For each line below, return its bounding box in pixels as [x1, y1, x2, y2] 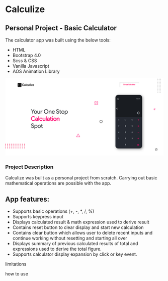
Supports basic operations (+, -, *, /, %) [12, 208, 95, 214]
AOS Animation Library [12, 68, 60, 74]
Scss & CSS [12, 58, 37, 64]
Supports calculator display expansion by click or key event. [12, 251, 137, 257]
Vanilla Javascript [12, 63, 49, 69]
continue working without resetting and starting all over [12, 235, 127, 241]
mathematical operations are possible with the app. [5, 180, 112, 186]
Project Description [5, 163, 54, 170]
